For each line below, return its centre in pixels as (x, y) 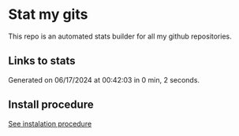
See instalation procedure (50, 123)
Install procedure (51, 105)
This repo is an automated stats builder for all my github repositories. (120, 36)
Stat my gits (48, 15)
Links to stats (42, 61)
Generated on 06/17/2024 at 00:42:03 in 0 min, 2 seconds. (104, 79)
